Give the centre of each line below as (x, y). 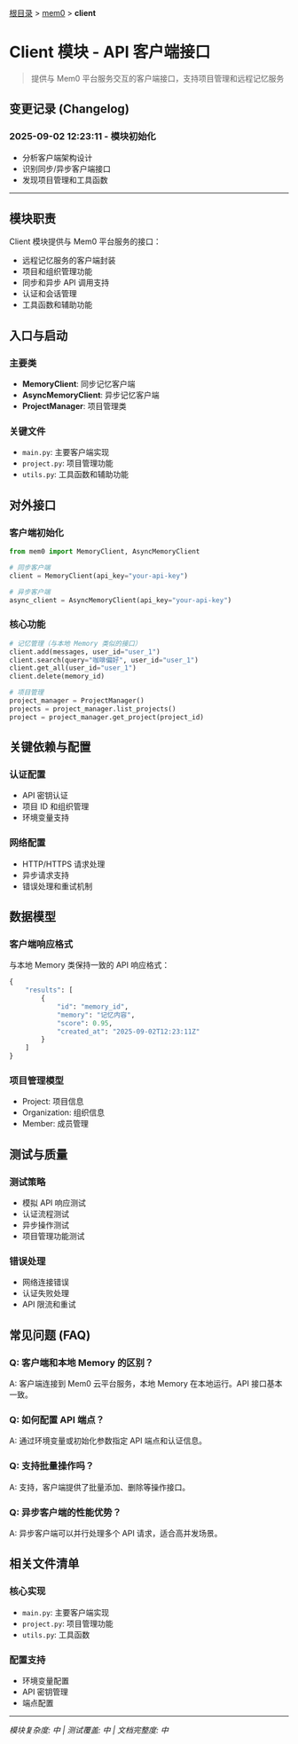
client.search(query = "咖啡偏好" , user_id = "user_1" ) (104, 660)
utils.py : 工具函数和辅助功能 (75, 475)
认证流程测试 (45, 1214)
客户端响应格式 (41, 944)
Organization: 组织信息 (63, 1112)
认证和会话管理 (49, 294)
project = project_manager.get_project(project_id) (106, 717)
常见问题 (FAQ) (50, 1335)
